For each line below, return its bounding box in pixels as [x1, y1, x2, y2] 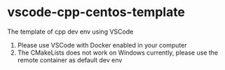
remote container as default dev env [17, 55, 123, 64]
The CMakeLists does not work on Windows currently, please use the [17, 48, 219, 57]
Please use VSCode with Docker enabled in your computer [17, 41, 187, 49]
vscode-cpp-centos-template [7, 4, 186, 20]
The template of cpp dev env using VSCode [7, 27, 134, 36]
